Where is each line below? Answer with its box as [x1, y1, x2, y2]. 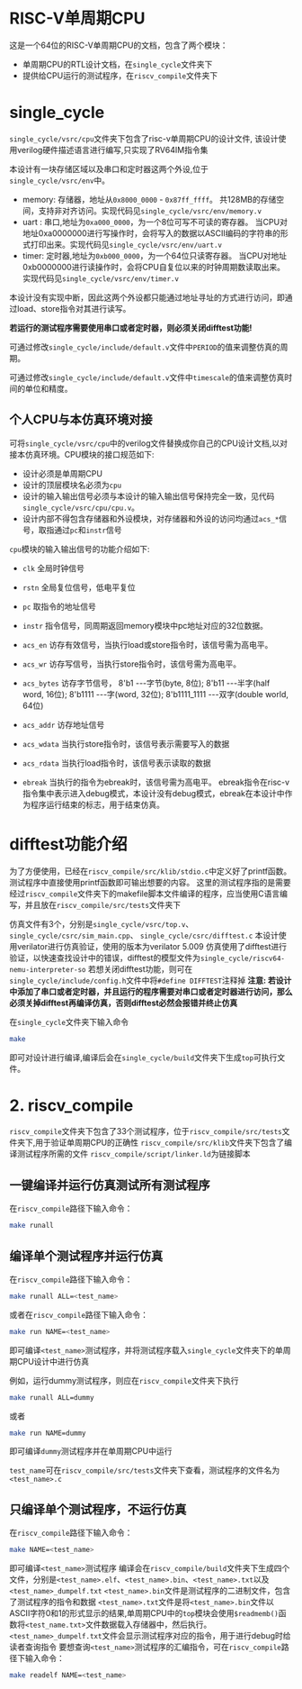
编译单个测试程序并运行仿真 [9, 1249, 164, 1264]
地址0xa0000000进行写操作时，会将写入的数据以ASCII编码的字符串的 [22, 227, 281, 239]
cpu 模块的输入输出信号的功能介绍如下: [9, 543, 150, 554]
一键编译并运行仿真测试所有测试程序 [9, 1177, 210, 1193]
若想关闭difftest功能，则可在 [87, 963, 193, 974]
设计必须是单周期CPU [22, 468, 103, 478]
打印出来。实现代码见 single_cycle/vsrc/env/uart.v [30, 239, 223, 250]
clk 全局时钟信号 [22, 562, 85, 573]
